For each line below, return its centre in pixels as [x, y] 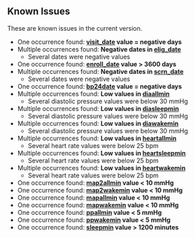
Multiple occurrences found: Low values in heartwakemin [101, 168]
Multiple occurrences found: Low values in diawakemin [98, 123]
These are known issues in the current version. [75, 28]
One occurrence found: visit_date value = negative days [100, 42]
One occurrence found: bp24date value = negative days [100, 86]
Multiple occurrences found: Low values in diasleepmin [98, 108]
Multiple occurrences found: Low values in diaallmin [93, 94]
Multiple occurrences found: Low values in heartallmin [97, 138]
